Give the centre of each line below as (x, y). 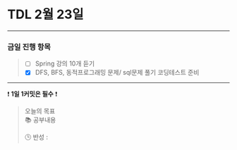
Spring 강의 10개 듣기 (65, 63)
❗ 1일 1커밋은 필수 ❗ (32, 94)
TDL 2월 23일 (45, 14)
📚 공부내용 (40, 120)
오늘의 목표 (40, 111)
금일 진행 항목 (29, 46)
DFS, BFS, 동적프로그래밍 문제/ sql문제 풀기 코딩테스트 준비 (117, 73)
